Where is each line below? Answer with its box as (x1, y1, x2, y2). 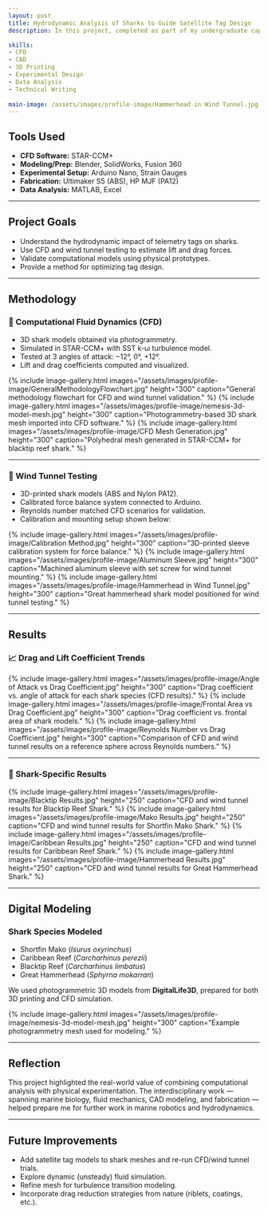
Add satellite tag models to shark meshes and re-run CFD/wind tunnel (19, 1155, 250, 1165)
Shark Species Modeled (8, 926, 103, 937)
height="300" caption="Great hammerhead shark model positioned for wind (8, 589, 259, 598)
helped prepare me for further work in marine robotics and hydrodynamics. (8, 1103, 255, 1113)
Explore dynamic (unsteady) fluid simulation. (19, 1172, 167, 1181)
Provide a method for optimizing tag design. (19, 262, 165, 271)
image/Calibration (8, 538, 67, 547)
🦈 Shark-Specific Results (8, 769, 107, 780)
